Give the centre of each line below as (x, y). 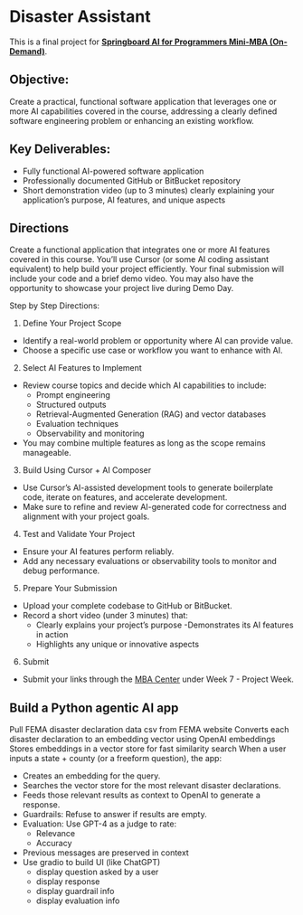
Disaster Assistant (80, 17)
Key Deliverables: (60, 150)
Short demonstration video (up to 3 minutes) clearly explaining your (148, 190)
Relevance (55, 834)
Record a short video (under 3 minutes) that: (105, 616)
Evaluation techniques (77, 424)
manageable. (47, 453)
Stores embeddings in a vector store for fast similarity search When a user (148, 749)
